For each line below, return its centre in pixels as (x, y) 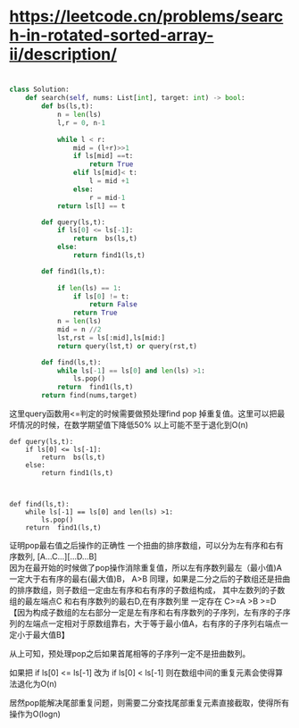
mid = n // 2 (79, 330)
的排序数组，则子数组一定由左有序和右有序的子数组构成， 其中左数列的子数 (147, 590)
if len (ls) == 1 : (89, 288)
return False (113, 305)
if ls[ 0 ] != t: (101, 297)
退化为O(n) (37, 684)
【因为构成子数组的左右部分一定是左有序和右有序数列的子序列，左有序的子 (146, 612)
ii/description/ (63, 54)
